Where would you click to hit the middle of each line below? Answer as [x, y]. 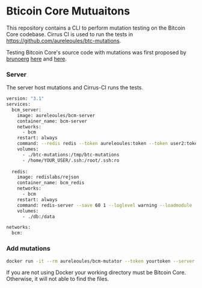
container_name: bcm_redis [51, 183]
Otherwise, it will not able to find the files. [58, 279]
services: [19, 104]
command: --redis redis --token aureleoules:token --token [93, 144]
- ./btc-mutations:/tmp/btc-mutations [71, 155]
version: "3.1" [25, 99]
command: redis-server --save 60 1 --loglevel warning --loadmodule [105, 205]
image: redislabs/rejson [48, 177]
